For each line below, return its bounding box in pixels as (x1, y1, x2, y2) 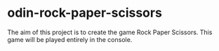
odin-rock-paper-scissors (7, 5, 163, 21)
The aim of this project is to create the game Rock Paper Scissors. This (7, 28, 213, 36)
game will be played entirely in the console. (7, 35, 133, 43)
